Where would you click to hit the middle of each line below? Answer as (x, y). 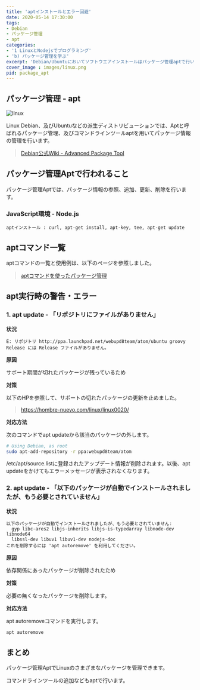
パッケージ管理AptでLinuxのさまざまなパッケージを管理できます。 (87, 668)
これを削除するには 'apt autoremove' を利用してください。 (72, 545)
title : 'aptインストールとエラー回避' (49, 12)
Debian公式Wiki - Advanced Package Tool (72, 154)
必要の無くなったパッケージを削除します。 (58, 596)
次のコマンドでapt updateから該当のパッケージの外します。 (79, 434)
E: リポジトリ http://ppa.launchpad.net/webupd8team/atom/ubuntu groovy (96, 341)
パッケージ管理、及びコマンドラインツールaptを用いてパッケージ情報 (107, 133)
